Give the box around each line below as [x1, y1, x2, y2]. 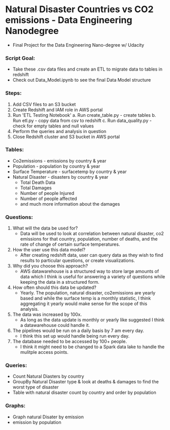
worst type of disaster [12, 384, 59, 390]
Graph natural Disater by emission [12, 414, 84, 420]
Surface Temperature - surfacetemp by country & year [12, 169, 127, 175]
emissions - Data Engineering [5, 14, 132, 26]
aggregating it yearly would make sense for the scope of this [20, 301, 148, 307]
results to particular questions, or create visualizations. [20, 257, 135, 263]
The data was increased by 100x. [12, 311, 82, 318]
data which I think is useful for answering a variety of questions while [20, 274, 165, 280]
